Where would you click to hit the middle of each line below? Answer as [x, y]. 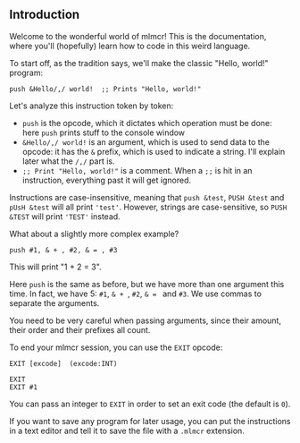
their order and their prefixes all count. [80, 329]
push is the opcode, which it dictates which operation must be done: [147, 123]
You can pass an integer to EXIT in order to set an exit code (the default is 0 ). [150, 404]
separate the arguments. [54, 302]
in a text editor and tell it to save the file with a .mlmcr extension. [127, 430]
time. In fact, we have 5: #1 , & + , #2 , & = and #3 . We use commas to [135, 294]
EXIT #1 [24, 387]
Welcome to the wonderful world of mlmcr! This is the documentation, [138, 36]
